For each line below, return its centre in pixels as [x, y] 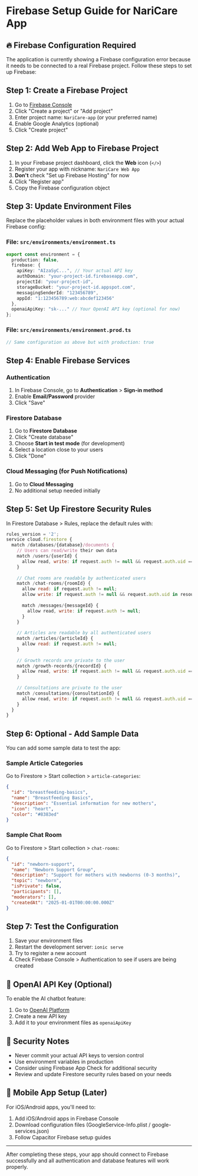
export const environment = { [43, 254]
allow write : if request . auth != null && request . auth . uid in [100, 595]
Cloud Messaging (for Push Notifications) [67, 471]
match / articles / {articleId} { [55, 639]
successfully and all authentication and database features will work [88, 1160]
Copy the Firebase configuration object [62, 188]
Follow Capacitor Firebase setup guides [63, 1137]
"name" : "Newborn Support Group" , [54, 869]
